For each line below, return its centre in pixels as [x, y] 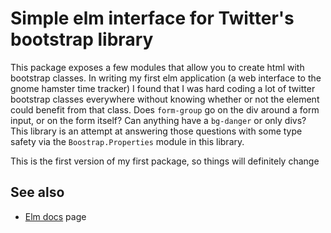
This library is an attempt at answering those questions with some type [156, 131]
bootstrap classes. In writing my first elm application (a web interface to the [166, 78]
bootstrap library [82, 39]
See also [37, 192]
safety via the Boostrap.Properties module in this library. [127, 141]
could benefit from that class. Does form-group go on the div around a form [165, 109]
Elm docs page [55, 216]
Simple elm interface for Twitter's [152, 18]
